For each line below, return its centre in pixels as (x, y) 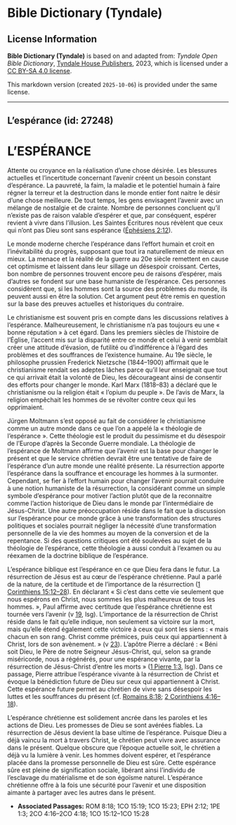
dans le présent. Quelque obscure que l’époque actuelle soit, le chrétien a (114, 748)
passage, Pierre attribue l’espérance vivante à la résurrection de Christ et (113, 674)
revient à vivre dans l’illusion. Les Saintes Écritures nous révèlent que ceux (115, 223)
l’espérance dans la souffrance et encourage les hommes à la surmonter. (113, 473)
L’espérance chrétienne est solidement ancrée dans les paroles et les (107, 718)
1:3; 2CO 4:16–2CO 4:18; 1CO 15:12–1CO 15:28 (83, 814)
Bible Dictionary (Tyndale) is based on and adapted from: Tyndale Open (112, 56)
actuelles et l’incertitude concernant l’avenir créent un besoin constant (109, 178)
